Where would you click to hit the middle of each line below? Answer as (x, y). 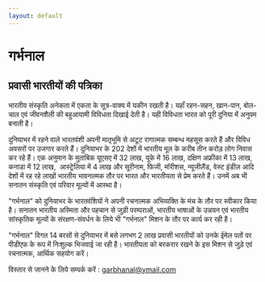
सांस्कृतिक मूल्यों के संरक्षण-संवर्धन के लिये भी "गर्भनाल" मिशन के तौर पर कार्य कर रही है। (120, 219)
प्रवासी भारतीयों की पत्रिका (56, 86)
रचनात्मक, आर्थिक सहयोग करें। (49, 253)
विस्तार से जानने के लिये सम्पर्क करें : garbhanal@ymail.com (92, 269)
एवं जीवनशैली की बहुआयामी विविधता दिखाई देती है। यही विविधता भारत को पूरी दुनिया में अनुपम (139, 114)
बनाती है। (21, 123)
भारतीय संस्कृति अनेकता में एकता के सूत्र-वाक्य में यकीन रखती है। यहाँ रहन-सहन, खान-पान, (125, 105)
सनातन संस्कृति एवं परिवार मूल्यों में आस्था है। (65, 185)
